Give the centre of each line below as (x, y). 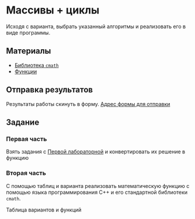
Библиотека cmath (36, 65)
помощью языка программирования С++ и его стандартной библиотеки (97, 192)
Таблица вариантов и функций (44, 210)
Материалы (29, 51)
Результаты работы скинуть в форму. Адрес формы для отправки (88, 104)
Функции (26, 71)
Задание (23, 122)
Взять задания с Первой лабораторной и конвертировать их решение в (96, 152)
